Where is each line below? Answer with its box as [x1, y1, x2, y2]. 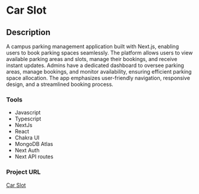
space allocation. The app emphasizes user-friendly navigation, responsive [6, 75, 190, 81]
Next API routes [14, 153, 53, 160]
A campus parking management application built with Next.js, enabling [6, 43, 179, 50]
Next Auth [14, 147, 40, 154]
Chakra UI [14, 134, 40, 141]
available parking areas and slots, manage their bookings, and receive [6, 56, 178, 62]
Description [6, 27, 50, 37]
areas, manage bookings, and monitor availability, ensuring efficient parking [6, 68, 192, 75]
